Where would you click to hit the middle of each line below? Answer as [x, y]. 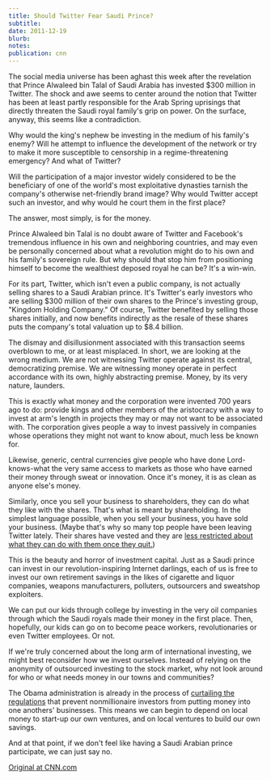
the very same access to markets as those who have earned [152, 468]
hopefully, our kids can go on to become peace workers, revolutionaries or [133, 627]
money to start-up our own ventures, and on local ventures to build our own [134, 719]
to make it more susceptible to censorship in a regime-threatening [119, 152]
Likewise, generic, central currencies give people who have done [117, 460]
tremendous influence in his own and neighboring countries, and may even [133, 242]
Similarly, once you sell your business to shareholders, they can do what [129, 501]
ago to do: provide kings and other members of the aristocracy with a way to [136, 410]
